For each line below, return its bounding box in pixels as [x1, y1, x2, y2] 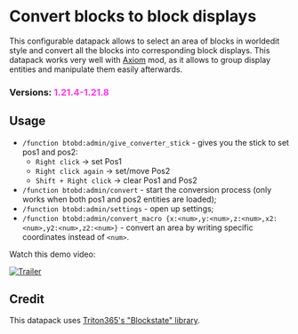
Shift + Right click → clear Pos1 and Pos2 [35, 175, 197, 186]
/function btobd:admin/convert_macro [21, 214, 163, 223]
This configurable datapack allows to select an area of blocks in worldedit [9, 36, 280, 46]
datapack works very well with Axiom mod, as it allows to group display [9, 54, 271, 65]
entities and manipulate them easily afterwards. [9, 64, 183, 75]
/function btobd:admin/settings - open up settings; [21, 203, 214, 214]
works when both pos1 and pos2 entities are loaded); [21, 194, 217, 204]
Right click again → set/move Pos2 [35, 165, 171, 176]
